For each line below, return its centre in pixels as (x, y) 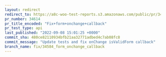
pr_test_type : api (24, 28)
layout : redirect (23, 10)
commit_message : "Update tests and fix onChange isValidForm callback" (80, 42)
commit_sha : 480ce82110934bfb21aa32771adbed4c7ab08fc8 (62, 38)
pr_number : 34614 (23, 19)
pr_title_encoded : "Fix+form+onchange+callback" (56, 24)
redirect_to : (18, 14)
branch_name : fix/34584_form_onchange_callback (55, 47)
